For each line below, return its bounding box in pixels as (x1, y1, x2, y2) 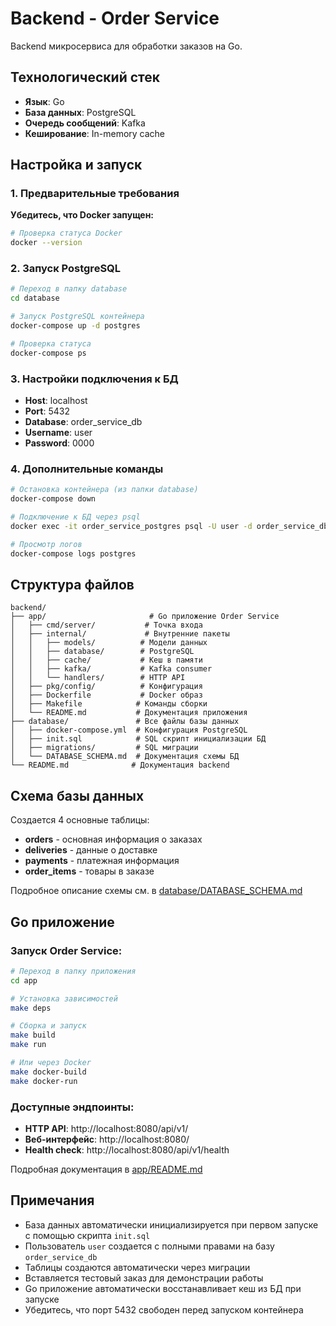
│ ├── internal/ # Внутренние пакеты (10, 629, 230, 639)
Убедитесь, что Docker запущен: (10, 209, 154, 221)
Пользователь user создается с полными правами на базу (24, 1240, 275, 1252)
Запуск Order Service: (10, 943, 123, 957)
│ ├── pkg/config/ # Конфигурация (10, 682, 203, 692)
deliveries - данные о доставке (24, 844, 158, 856)
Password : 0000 (24, 437, 95, 449)
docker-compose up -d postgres (10, 321, 141, 331)
